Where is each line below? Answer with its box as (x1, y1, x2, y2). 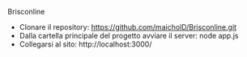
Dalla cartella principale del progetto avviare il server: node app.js (19, 31, 239, 40)
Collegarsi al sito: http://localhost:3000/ (19, 39, 152, 49)
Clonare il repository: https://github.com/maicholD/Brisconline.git (19, 22, 236, 31)
